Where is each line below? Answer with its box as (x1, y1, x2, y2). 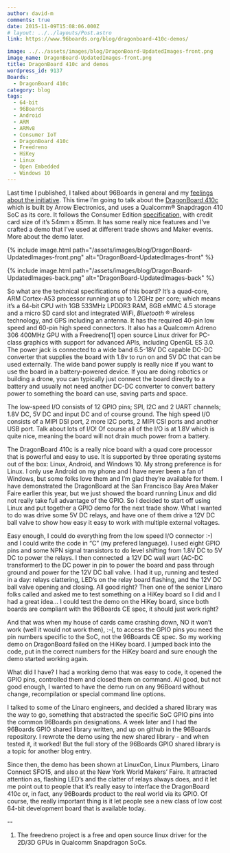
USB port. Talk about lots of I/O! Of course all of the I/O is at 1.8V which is (7, 424, 215, 433)
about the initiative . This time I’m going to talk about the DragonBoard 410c (7, 195, 218, 204)
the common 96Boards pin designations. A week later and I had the (7, 717, 198, 726)
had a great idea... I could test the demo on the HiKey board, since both (7, 597, 209, 605)
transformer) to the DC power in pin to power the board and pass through (7, 561, 215, 569)
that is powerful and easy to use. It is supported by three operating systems (7, 452, 222, 461)
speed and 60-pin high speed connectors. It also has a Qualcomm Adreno (7, 323, 217, 332)
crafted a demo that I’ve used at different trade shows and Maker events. (7, 225, 214, 233)
